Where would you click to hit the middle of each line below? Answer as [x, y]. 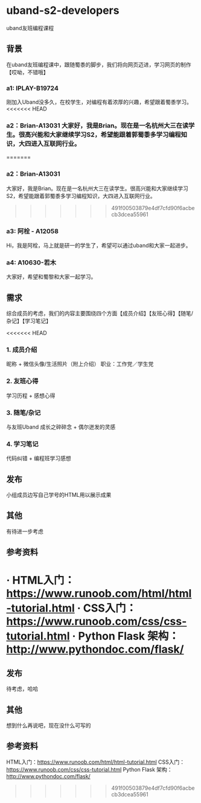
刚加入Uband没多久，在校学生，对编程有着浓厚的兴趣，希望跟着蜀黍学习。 [99, 102]
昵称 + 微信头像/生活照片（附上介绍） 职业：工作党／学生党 [80, 364]
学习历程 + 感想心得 [31, 395]
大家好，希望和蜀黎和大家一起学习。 [51, 277]
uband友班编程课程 [30, 28]
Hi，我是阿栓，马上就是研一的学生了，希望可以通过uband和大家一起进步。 [99, 245]
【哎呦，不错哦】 [27, 72]
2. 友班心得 [22, 381]
